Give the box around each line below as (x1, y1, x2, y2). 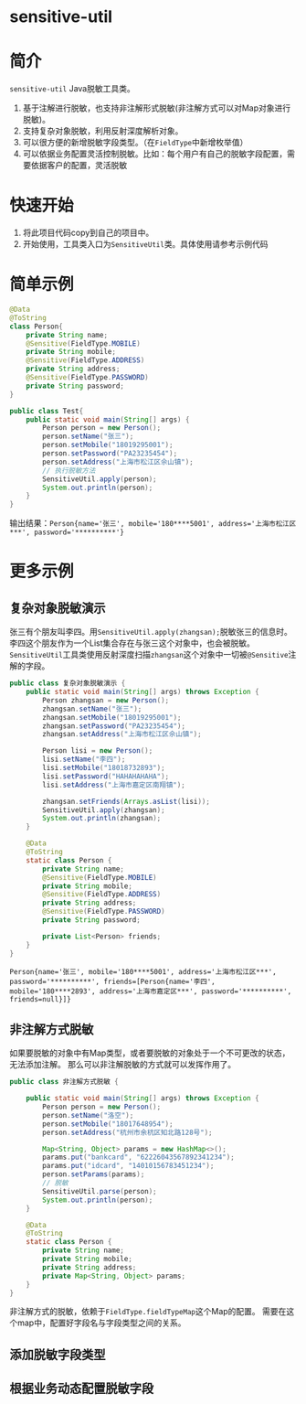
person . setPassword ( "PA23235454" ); (42, 449, 178, 458)
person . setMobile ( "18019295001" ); (42, 441, 174, 450)
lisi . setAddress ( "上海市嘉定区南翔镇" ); (42, 780, 185, 789)
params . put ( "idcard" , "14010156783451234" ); (42, 1162, 215, 1171)
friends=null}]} (9, 994, 71, 1003)
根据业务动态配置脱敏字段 (9, 1381, 153, 1397)
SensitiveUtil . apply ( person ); (42, 474, 157, 484)
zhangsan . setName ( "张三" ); (42, 704, 142, 713)
